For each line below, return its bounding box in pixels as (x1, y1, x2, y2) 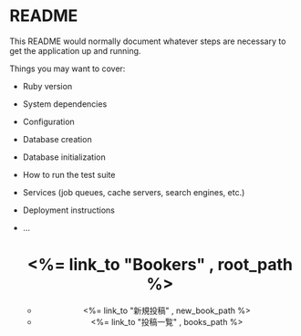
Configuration (22, 116, 75, 127)
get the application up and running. (9, 45, 141, 56)
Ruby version (22, 80, 73, 91)
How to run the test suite (22, 169, 116, 180)
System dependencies (22, 98, 108, 110)
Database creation (22, 133, 93, 144)
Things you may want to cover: (9, 63, 126, 74)
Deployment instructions (22, 205, 116, 215)
